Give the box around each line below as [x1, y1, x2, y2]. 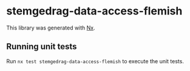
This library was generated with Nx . [6, 24, 95, 31]
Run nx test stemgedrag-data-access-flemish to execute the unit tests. [6, 57, 184, 64]
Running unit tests [6, 42, 77, 52]
